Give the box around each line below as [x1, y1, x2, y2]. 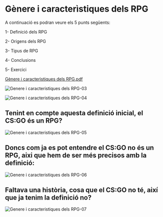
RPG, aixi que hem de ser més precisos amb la [5, 151, 147, 160]
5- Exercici [5, 67, 27, 72]
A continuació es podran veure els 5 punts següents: [5, 19, 111, 25]
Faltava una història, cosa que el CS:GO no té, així [5, 186, 158, 194]
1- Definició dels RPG [5, 29, 48, 35]
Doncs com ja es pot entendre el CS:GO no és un [5, 144, 154, 152]
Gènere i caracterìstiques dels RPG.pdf [5, 76, 83, 82]
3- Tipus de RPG [5, 48, 38, 54]
